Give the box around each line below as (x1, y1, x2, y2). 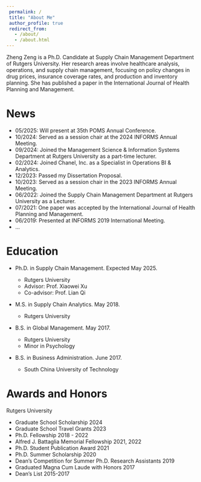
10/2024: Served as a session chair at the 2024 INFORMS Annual (14, 133, 177, 140)
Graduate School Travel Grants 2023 (14, 425, 107, 432)
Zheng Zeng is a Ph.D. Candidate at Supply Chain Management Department (6, 54, 194, 60)
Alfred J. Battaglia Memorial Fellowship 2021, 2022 (14, 438, 142, 445)
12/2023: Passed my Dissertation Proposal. (14, 172, 123, 179)
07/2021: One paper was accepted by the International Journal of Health (14, 204, 196, 211)
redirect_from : (8, 25, 47, 32)
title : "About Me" (8, 15, 56, 21)
